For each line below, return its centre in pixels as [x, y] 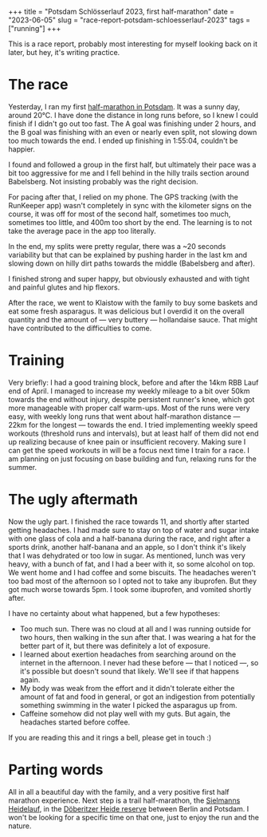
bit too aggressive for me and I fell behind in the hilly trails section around [129, 173]
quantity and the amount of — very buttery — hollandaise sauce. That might [133, 319]
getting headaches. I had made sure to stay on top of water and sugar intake [134, 530]
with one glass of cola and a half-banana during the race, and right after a [130, 539]
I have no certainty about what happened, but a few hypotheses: [114, 613]
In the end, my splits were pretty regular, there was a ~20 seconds [117, 246]
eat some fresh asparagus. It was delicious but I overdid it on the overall [126, 311]
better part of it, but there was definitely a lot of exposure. [115, 646]
